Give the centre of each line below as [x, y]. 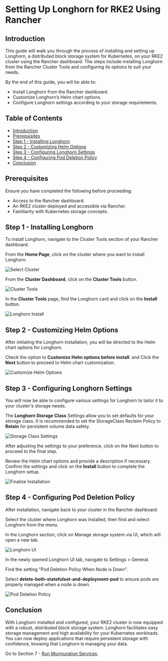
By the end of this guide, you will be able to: [51, 82]
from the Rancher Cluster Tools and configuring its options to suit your [78, 67]
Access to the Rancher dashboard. [48, 200]
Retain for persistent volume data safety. [48, 426]
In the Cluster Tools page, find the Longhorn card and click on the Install [81, 299]
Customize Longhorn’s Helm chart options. [57, 97]
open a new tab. [22, 540]
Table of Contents [34, 118]
